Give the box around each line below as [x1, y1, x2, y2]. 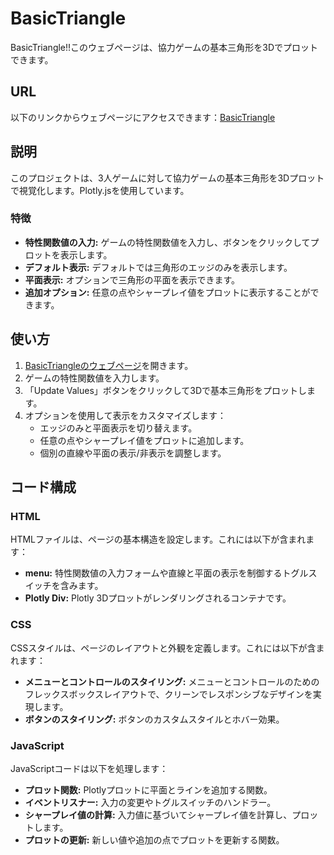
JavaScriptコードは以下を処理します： [10, 762, 169, 774]
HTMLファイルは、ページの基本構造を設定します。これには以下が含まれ [10, 533, 307, 546]
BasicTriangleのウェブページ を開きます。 [24, 359, 194, 371]
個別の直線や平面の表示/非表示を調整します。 [39, 447, 227, 459]
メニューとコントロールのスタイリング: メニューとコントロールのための [24, 675, 320, 687]
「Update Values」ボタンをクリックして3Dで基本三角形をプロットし [24, 384, 308, 396]
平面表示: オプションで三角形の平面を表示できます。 [24, 273, 241, 286]
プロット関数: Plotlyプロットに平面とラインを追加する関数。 [24, 783, 273, 796]
